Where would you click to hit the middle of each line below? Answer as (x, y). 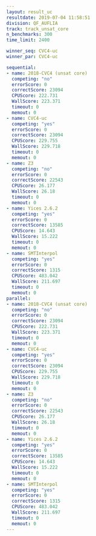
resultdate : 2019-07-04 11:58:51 (48, 18)
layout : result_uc (29, 12)
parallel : (19, 298)
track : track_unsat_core (37, 29)
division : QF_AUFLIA (32, 23)
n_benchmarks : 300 (29, 35)
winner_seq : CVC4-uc (32, 51)
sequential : (21, 67)
